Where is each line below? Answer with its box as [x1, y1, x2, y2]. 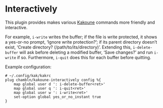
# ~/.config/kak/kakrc [5, 73, 51, 78]
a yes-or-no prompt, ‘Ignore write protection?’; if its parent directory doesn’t [5, 39, 157, 45]
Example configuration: [5, 64, 52, 70]
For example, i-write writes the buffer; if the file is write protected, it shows [5, 34, 157, 40]
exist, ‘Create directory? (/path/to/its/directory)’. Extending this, [5, 44, 132, 50]
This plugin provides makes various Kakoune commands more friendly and [5, 19, 155, 25]
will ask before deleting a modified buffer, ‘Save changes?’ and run [19, 49, 153, 55]
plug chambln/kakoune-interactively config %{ [5, 77, 101, 82]
